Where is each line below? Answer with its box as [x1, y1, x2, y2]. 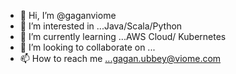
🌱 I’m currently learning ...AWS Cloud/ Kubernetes [19, 31, 227, 42]
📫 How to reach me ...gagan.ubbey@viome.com [19, 53, 222, 64]
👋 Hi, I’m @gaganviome [19, 10, 117, 21]
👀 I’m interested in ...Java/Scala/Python [19, 20, 183, 32]
